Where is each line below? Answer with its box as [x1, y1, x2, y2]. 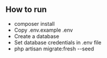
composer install [14, 20, 55, 27]
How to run [5, 5, 47, 15]
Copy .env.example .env [14, 26, 73, 33]
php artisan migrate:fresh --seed [14, 45, 95, 52]
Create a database [14, 32, 60, 40]
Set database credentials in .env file [14, 39, 102, 46]
